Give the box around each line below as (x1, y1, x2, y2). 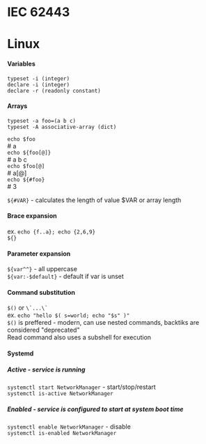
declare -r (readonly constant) (7, 87, 101, 94)
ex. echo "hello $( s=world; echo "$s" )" (7, 311, 130, 319)
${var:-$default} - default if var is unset (7, 273, 124, 281)
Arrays (7, 102, 28, 110)
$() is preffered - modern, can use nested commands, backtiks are (7, 319, 200, 327)
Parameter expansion (7, 249, 71, 258)
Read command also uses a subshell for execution (7, 333, 152, 342)
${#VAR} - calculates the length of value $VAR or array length (7, 196, 182, 204)
